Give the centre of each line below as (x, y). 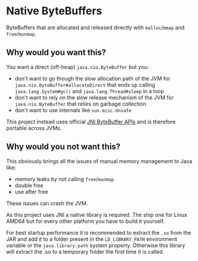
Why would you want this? (56, 53)
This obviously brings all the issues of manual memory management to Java (99, 161)
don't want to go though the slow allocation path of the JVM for (92, 78)
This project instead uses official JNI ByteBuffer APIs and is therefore (91, 122)
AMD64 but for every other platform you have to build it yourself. (85, 221)
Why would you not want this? (63, 147)
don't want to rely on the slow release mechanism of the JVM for (94, 97)
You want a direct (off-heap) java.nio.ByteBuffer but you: (78, 67)
